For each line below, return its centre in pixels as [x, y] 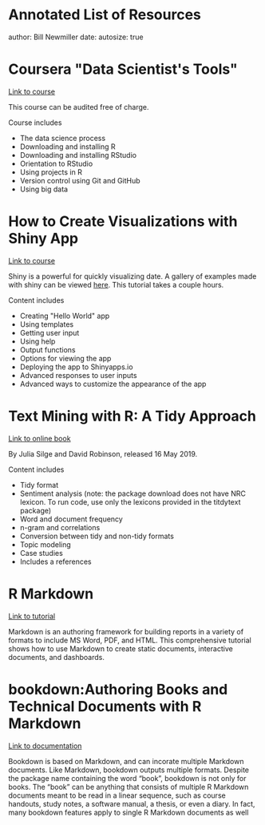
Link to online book [40, 438]
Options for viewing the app [65, 358]
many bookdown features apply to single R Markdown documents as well [129, 812]
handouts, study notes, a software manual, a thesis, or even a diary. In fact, [132, 803]
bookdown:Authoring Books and [118, 689]
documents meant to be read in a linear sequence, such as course [117, 795]
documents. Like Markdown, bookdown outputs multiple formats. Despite [129, 770]
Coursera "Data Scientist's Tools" [123, 69]
